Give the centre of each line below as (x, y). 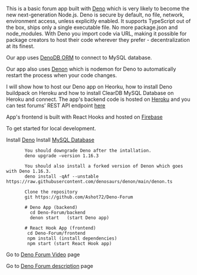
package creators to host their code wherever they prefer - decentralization (98, 40)
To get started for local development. (51, 128)
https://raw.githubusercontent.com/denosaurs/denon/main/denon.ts (89, 182)
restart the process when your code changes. (62, 75)
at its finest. (20, 46)
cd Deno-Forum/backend (58, 212)
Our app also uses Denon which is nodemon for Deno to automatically (91, 69)
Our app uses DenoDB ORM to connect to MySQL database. (79, 58)
